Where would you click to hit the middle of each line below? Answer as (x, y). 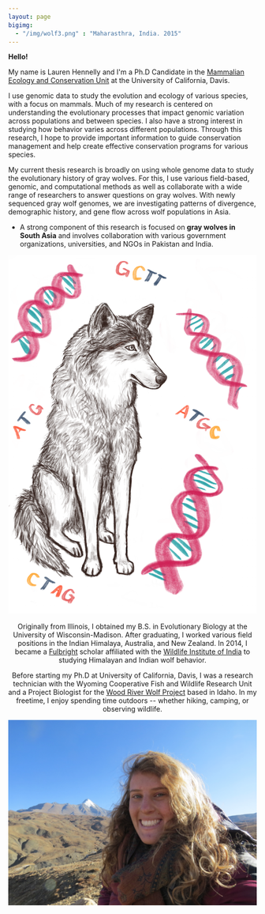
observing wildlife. (132, 708)
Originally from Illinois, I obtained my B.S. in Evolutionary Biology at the (132, 626)
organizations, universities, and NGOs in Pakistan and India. (116, 244)
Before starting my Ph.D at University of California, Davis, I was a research (132, 675)
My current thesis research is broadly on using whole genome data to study (131, 170)
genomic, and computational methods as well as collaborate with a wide (125, 187)
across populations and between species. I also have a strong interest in (125, 121)
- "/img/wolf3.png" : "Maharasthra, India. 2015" (98, 33)
